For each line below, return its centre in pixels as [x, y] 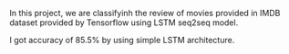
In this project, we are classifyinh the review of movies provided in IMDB [145, 13]
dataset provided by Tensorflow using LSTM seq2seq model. [124, 22]
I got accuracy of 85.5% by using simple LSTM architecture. [122, 40]
